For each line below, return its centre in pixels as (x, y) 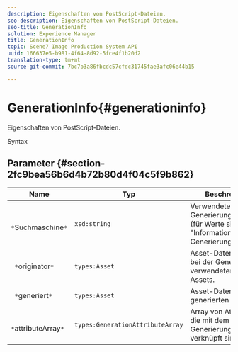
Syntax (18, 141)
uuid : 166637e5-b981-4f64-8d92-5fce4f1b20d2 (74, 54)
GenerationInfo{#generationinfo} (107, 108)
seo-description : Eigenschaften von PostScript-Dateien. (93, 21)
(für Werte (207, 224)
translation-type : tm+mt (44, 60)
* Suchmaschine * (39, 227)
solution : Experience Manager (52, 34)
